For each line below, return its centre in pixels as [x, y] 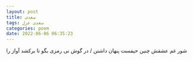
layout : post [22, 12]
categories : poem [28, 28]
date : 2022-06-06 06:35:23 [40, 34]
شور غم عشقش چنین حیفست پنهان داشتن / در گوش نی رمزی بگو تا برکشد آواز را [97, 50]
